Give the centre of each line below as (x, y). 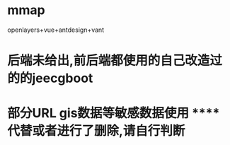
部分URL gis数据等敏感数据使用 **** (114, 114)
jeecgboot (63, 78)
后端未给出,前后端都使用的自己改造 (109, 60)
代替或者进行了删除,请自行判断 (96, 131)
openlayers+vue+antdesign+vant (56, 30)
